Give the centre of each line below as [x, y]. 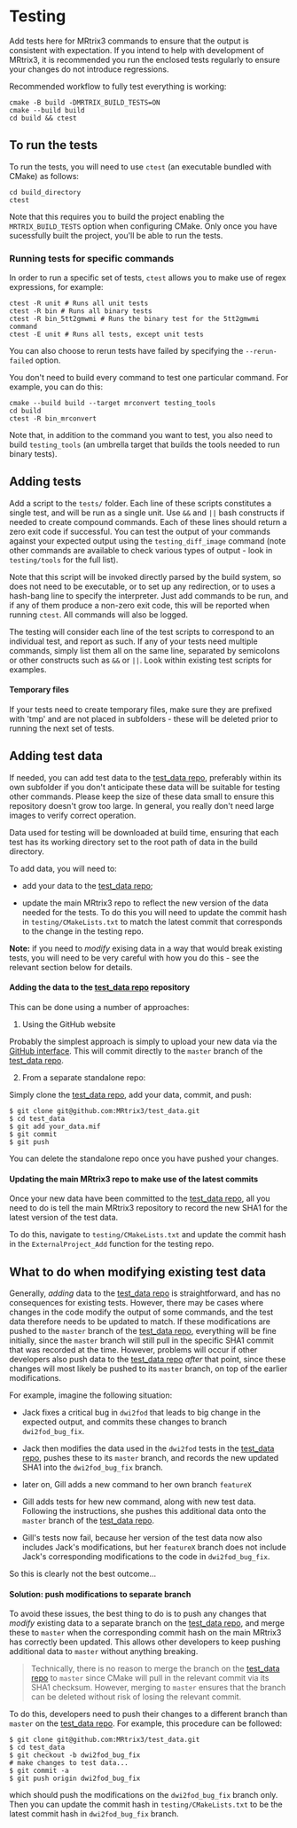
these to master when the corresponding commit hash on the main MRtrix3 [145, 1633]
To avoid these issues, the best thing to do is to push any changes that [138, 1614]
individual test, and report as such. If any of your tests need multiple [134, 641]
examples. [28, 669]
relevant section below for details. [71, 967]
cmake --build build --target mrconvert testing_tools [113, 404]
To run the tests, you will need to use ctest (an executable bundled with [141, 167]
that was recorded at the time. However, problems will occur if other [133, 1350]
